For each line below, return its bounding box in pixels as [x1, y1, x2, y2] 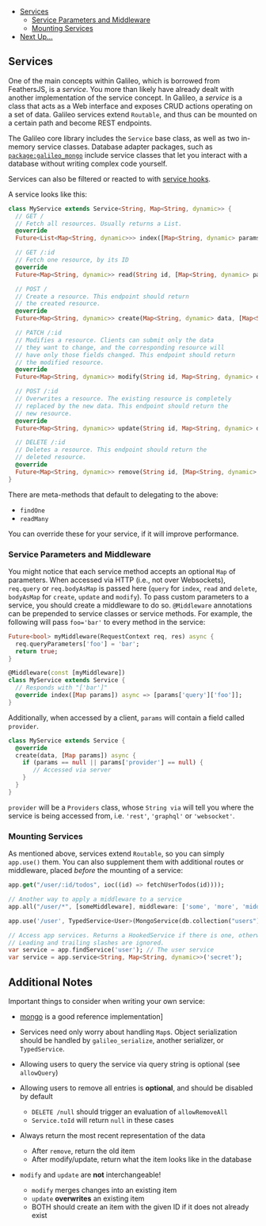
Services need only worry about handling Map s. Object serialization [19, 1027, 237, 1036]
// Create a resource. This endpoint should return [15, 293, 190, 301]
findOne [19, 507, 45, 515]
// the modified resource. [15, 358, 104, 366]
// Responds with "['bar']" [15, 684, 108, 692]
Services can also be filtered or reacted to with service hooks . [8, 174, 211, 183]
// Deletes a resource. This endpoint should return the [15, 446, 207, 454]
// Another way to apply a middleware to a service [8, 895, 182, 903]
